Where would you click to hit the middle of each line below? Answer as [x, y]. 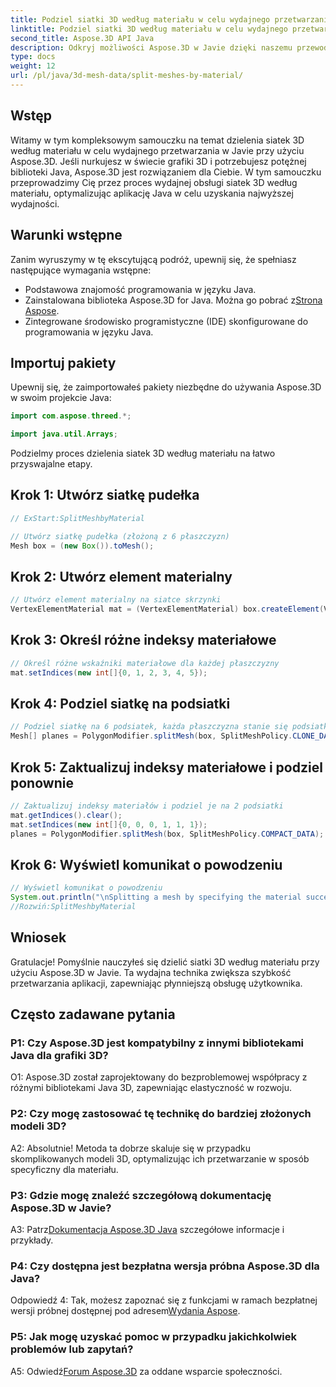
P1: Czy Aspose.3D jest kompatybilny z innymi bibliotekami [157, 1043]
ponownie [42, 782]
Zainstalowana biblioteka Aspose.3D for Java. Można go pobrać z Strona [173, 300]
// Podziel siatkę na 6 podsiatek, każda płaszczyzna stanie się [149, 727]
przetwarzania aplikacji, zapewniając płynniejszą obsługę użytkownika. [156, 983]
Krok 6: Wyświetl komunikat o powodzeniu [146, 864]
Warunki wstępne [66, 235]
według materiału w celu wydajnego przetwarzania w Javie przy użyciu [157, 150]
